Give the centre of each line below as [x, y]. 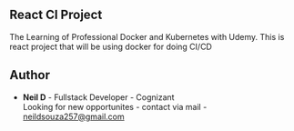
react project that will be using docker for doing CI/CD [111, 46]
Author [30, 75]
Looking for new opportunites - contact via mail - [115, 106]
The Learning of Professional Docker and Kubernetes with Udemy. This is [147, 36]
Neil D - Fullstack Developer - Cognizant [98, 97]
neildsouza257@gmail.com [73, 116]
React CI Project [56, 15]
